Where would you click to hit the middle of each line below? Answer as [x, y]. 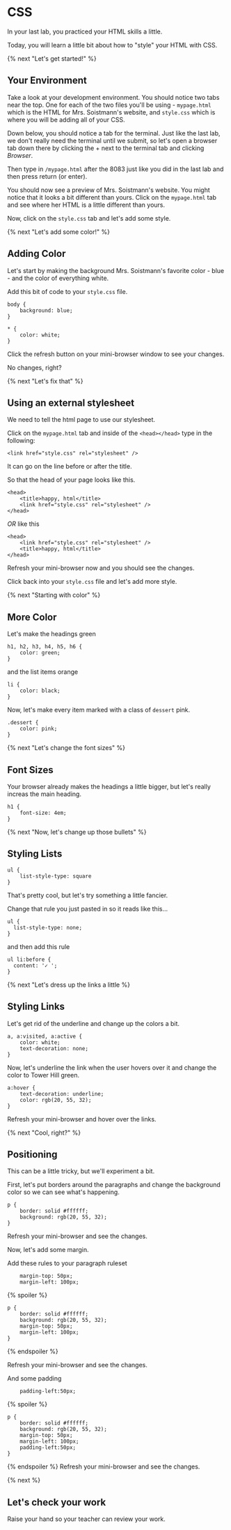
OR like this [23, 524]
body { [17, 304]
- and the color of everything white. [58, 278]
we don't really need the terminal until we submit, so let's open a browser [112, 140]
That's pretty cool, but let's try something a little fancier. [88, 895]
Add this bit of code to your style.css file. [67, 291]
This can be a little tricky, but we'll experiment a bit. [81, 1171]
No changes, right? [34, 367]
